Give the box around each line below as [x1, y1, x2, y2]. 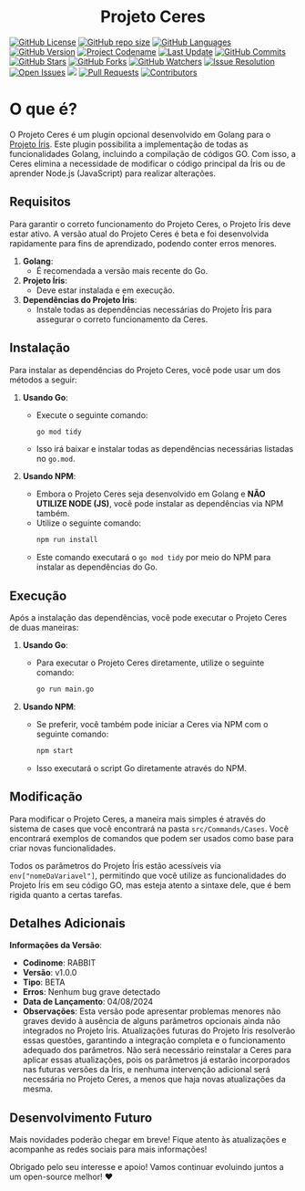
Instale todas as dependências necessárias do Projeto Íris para [36, 304, 272, 315]
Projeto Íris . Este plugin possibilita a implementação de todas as [9, 139, 249, 150]
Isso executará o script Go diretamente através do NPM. [36, 762, 248, 773]
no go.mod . [36, 454, 76, 465]
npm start [36, 746, 75, 755]
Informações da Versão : [9, 940, 103, 951]
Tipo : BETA [22, 977, 66, 987]
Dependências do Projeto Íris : [22, 294, 137, 305]
